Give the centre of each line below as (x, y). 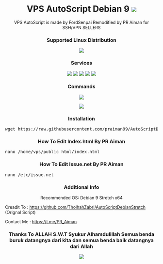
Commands (81, 87)
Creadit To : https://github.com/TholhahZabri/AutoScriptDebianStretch (75, 207)
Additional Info (81, 187)
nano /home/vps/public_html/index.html (52, 152)
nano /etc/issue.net (30, 175)
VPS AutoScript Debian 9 (78, 9)
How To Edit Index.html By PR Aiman (81, 142)
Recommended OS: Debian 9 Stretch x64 (81, 198)
